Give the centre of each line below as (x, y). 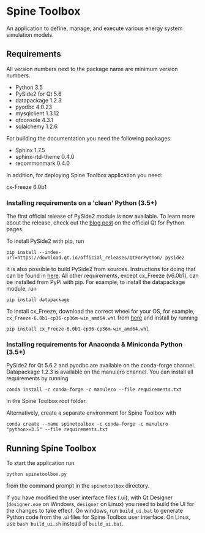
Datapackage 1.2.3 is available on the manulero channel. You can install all (100, 372)
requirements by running (37, 378)
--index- (50, 253)
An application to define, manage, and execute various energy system (95, 28)
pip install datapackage (38, 300)
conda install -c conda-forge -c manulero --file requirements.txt (94, 390)
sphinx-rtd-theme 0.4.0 (45, 156)
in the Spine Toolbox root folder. (47, 401)
